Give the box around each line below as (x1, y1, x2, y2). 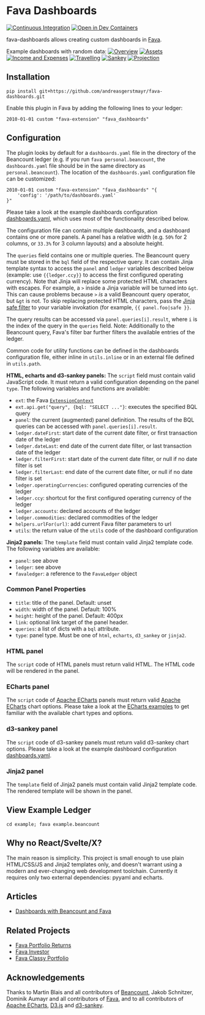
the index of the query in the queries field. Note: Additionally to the (6, 322, 175, 329)
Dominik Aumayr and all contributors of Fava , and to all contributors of (6, 995, 184, 1003)
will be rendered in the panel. (6, 667, 80, 675)
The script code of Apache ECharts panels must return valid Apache (6, 696, 181, 704)
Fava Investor (15, 948, 50, 956)
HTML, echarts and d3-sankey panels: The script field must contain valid (6, 372, 196, 379)
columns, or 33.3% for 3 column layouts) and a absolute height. (6, 239, 164, 247)
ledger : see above (15, 563, 61, 571)
